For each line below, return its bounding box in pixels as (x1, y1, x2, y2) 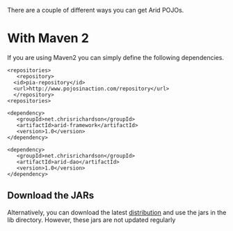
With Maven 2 (7, 31, 89, 46)
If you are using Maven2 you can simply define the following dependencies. (7, 53, 225, 61)
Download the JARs (7, 190, 95, 202)
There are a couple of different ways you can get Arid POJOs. (7, 6, 184, 14)
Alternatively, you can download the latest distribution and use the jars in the (7, 208, 227, 216)
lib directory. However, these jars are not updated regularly (7, 216, 176, 224)
